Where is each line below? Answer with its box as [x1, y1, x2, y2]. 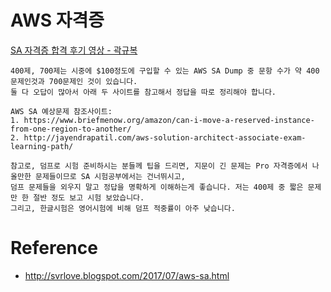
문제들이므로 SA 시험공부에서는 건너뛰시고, [34, 171, 186, 181]
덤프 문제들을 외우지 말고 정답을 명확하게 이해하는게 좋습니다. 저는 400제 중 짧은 [10, 182, 304, 192]
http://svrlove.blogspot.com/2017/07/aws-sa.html [24, 269, 230, 281]
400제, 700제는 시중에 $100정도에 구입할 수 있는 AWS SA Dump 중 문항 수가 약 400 [10, 66, 320, 76]
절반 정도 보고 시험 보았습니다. [33, 192, 145, 203]
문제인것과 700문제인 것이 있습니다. [10, 76, 138, 86]
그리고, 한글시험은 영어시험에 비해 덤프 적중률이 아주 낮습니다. [10, 203, 236, 213]
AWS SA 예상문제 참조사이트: [10, 106, 113, 116]
